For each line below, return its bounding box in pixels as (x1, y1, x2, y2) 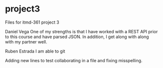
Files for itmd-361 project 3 (5, 19, 59, 25)
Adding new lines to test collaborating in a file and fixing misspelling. (5, 57, 143, 63)
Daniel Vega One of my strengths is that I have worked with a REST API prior (5, 28, 158, 34)
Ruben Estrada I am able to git (5, 48, 66, 54)
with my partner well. (5, 39, 47, 44)
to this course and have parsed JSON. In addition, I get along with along (5, 34, 149, 40)
